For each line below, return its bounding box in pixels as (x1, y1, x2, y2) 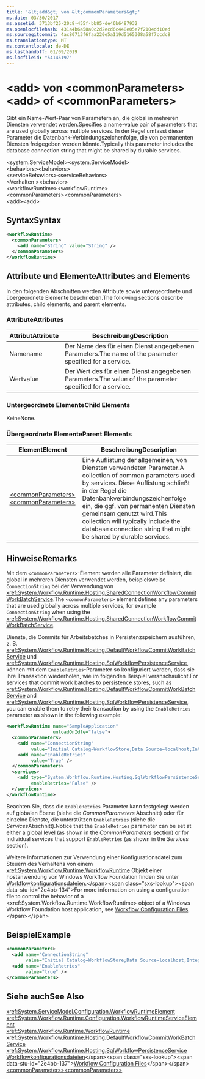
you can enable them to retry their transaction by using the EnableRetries (6, 705, 191, 712)
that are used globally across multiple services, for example (6, 602, 157, 610)
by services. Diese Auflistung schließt (82, 479, 190, 487)
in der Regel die (82, 487, 127, 495)
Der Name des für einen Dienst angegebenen (65, 342, 195, 350)
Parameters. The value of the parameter (65, 375, 178, 383)
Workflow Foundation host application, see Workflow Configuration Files (6, 905, 189, 913)
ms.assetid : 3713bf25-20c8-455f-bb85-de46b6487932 (6, 20, 138, 26)
